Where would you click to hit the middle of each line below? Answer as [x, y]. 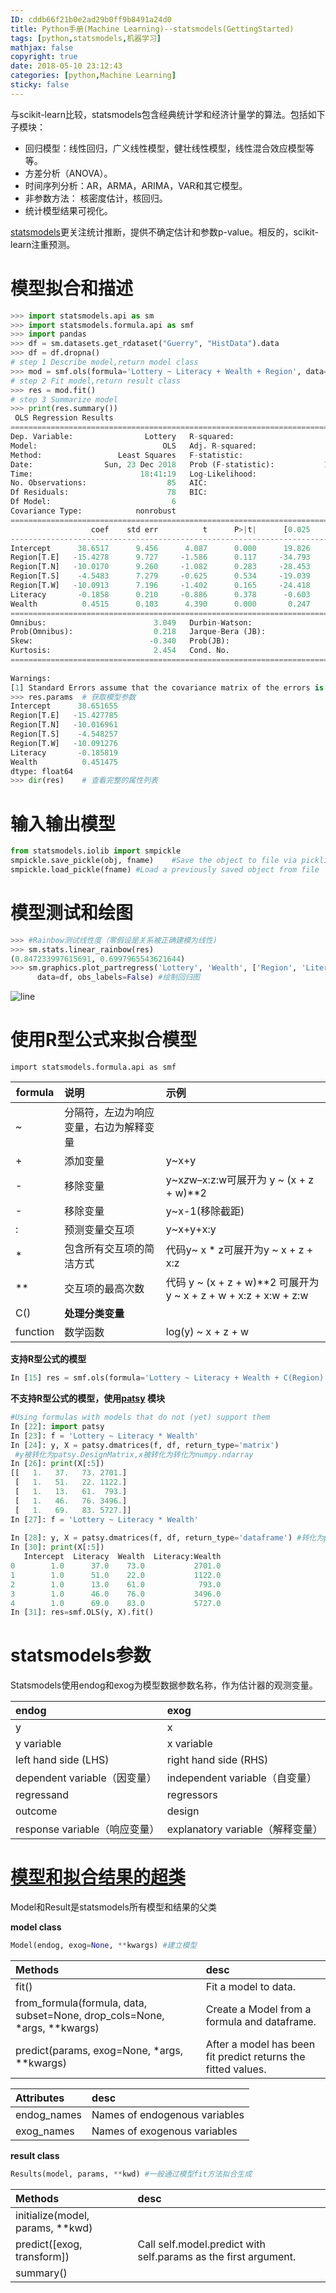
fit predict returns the [255, 2056]
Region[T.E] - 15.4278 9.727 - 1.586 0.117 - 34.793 [160, 557]
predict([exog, [49, 2244]
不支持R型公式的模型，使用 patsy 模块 [87, 1398]
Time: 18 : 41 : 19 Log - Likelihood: [133, 474]
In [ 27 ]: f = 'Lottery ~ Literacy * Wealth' [104, 1519]
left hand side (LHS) [62, 1760]
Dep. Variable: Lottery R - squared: [122, 437]
